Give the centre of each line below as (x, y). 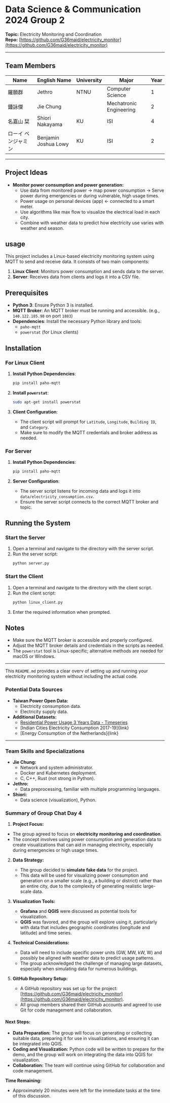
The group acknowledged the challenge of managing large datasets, (91, 963)
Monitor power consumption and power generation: (68, 185)
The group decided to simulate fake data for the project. (79, 870)
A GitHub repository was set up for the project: (69, 989)
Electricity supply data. (44, 711)
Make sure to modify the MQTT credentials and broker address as (89, 432)
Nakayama (50, 124)
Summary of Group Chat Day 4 (44, 813)
